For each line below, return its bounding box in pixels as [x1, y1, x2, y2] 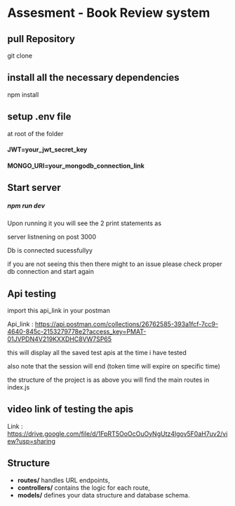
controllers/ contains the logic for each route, [17, 483, 151, 492]
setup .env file [7, 111, 72, 123]
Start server [7, 182, 61, 194]
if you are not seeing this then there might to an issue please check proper [7, 260, 222, 268]
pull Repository [7, 33, 76, 45]
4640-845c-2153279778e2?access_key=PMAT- [7, 327, 147, 335]
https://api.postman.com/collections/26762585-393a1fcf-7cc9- [34, 319, 219, 328]
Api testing [7, 288, 57, 300]
